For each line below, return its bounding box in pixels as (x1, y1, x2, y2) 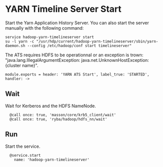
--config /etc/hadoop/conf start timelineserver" (27, 43, 132, 48)
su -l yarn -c (5, 39, 35, 44)
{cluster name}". (5, 62, 39, 68)
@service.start (9, 153, 41, 158)
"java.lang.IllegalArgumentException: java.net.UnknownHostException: (5, 57, 150, 63)
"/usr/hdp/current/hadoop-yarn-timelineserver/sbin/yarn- (36, 39, 159, 44)
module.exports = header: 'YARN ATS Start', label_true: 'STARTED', (5, 72, 150, 77)
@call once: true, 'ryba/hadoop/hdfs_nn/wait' (9, 117, 108, 122)
